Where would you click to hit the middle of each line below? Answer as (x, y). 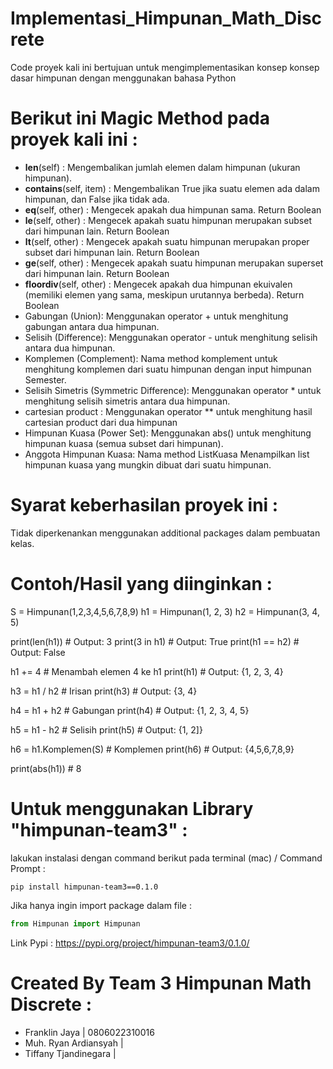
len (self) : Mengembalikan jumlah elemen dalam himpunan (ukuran (162, 167)
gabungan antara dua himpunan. (92, 326)
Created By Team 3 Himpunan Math (161, 983)
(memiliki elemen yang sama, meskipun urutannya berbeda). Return (164, 294)
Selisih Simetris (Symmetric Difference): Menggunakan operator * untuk (173, 390)
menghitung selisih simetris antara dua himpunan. (127, 401)
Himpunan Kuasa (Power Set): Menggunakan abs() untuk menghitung (168, 433)
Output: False (38, 652)
